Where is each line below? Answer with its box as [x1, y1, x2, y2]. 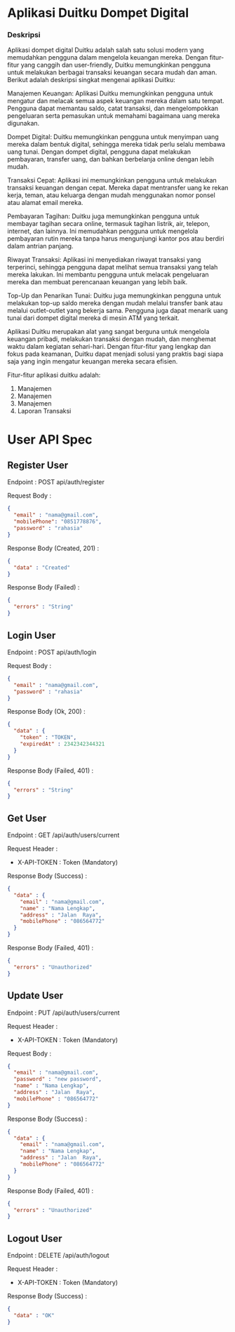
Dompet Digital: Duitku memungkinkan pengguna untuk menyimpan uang [7, 133, 219, 141]
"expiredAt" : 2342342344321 [20, 740, 105, 748]
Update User [7, 990, 64, 1001]
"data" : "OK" [13, 1312, 55, 1319]
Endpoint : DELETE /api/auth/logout [7, 1251, 110, 1260]
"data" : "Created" [13, 564, 71, 571]
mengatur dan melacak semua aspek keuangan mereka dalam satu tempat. [7, 97, 224, 105]
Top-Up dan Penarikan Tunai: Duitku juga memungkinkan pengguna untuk [7, 291, 222, 300]
